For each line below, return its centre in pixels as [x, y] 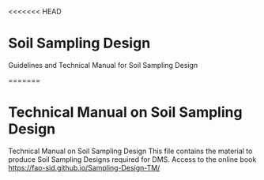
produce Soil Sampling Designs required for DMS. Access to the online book [132, 159]
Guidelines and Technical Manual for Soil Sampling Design [103, 65]
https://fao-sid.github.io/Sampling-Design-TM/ [84, 167]
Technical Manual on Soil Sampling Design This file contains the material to [130, 151]
